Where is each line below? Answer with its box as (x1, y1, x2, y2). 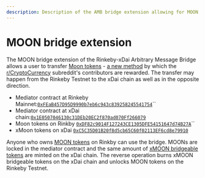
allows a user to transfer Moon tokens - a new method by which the (6, 62, 177, 69)
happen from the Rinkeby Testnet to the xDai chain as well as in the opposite (6, 75, 199, 83)
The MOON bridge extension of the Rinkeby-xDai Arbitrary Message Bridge (6, 56, 196, 63)
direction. (6, 82, 31, 89)
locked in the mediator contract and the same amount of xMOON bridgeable (6, 145, 198, 152)
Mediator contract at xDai (15, 107, 80, 114)
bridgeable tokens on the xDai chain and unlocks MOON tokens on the (6, 158, 184, 165)
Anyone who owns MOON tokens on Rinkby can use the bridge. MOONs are (6, 138, 198, 145)
